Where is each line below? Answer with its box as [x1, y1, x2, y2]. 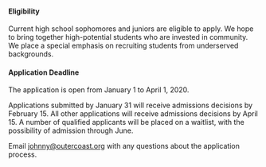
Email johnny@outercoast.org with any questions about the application [8, 142, 241, 151]
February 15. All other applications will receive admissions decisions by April [8, 109, 259, 118]
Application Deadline [8, 68, 80, 77]
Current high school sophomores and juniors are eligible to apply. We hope [8, 24, 254, 33]
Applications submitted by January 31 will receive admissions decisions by [8, 100, 253, 111]
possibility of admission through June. [8, 126, 134, 135]
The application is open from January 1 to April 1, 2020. [8, 85, 190, 95]
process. [8, 150, 37, 159]
